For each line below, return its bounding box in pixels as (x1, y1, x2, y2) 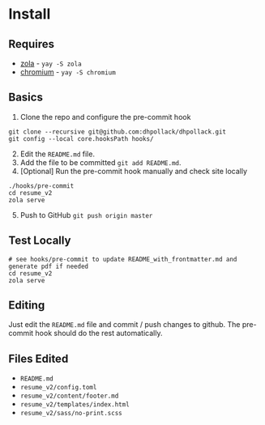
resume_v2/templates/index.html (19, 401, 130, 409)
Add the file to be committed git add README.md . (19, 157, 182, 167)
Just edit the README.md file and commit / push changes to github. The (8, 320, 241, 329)
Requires (8, 37, 55, 51)
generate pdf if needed (8, 262, 89, 270)
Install (8, 5, 51, 23)
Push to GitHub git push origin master (19, 210, 153, 219)
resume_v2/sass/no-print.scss (19, 410, 123, 418)
